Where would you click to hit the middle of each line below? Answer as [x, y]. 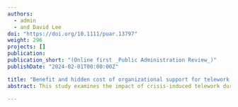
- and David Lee [38, 27]
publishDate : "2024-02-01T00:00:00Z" [63, 67]
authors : [20, 14]
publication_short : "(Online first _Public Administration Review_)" [112, 60]
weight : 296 [25, 40]
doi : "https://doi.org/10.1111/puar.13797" [73, 34]
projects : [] [27, 47]
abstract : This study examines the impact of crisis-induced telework [114, 86]
